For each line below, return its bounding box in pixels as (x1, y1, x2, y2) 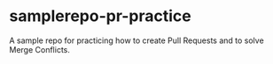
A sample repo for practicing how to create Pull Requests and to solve (9, 35, 264, 46)
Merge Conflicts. (9, 44, 71, 54)
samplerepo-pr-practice (9, 6, 192, 26)
